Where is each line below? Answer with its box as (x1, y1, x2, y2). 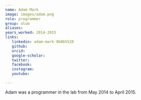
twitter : (11, 58, 30, 63)
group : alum (5, 21, 30, 26)
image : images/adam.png (5, 12, 54, 17)
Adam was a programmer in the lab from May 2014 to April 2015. (5, 89, 137, 95)
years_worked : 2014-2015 (5, 30, 56, 35)
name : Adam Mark (5, 7, 39, 12)
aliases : (5, 26, 23, 31)
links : (5, 35, 19, 40)
